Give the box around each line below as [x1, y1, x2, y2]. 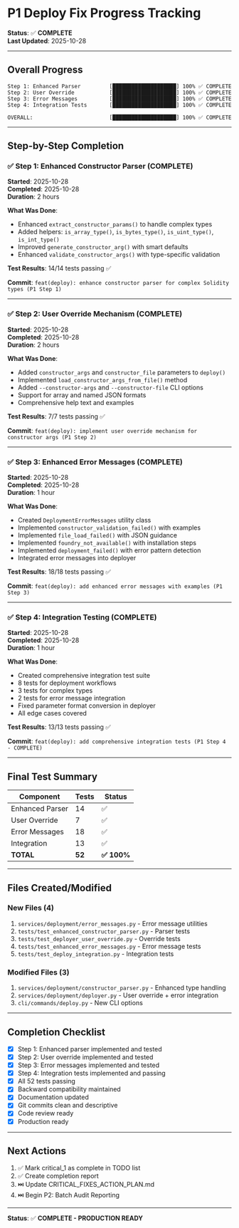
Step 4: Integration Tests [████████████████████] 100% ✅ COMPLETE [7, 101, 233, 108]
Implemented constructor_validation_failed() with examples [17, 523, 201, 532]
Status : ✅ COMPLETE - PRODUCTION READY [7, 1214, 144, 1222]
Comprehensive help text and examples [17, 398, 134, 406]
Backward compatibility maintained [17, 1085, 121, 1093]
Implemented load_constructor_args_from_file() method [17, 375, 188, 384]
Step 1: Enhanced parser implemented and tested [17, 1044, 162, 1053]
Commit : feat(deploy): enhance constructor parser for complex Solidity [7, 278, 230, 287]
